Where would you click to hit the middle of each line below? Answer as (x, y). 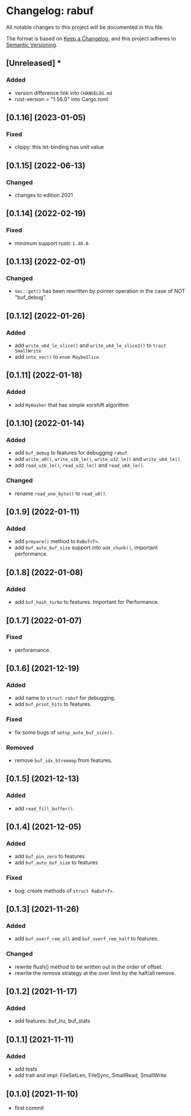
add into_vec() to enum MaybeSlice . (58, 357)
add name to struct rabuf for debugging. (65, 698)
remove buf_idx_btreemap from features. (63, 760)
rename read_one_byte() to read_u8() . (61, 493)
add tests (26, 1069)
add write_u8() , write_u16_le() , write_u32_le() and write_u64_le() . (98, 459)
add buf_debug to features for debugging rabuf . (72, 453)
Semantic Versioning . (32, 45)
